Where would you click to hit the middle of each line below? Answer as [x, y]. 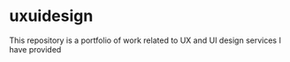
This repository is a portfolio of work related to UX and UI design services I [145, 40]
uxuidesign [51, 16]
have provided [35, 49]
